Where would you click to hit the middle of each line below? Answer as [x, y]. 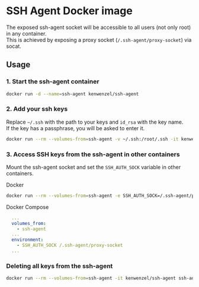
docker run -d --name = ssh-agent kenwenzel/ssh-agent [73, 94]
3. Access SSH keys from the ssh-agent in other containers [93, 154]
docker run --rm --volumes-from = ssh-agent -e [63, 196]
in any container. [26, 33]
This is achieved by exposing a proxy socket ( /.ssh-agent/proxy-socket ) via [99, 40]
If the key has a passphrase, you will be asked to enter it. [76, 128]
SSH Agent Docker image [70, 11]
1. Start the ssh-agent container [53, 82]
